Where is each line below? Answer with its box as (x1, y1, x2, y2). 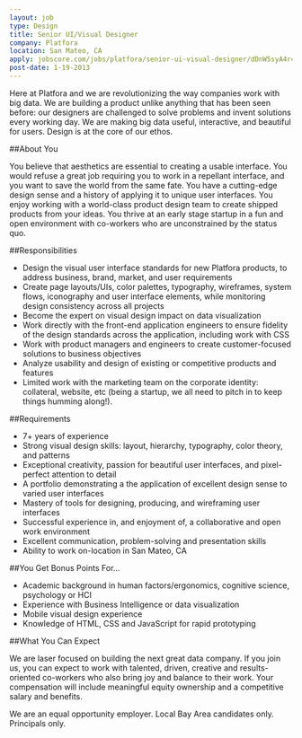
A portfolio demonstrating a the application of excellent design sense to (22, 478, 288, 489)
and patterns (22, 450, 70, 461)
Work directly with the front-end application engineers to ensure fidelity (22, 320, 289, 330)
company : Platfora (9, 38, 78, 48)
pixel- (260, 459, 283, 470)
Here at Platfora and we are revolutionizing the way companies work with (9, 87, 280, 99)
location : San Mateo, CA (9, 47, 102, 56)
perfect (22, 469, 50, 479)
